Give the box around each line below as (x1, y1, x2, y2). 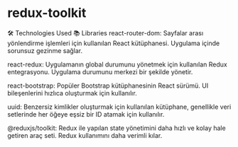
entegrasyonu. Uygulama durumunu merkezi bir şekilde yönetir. (7, 67, 193, 76)
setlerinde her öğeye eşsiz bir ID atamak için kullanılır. (7, 110, 165, 118)
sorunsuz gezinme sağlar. (7, 46, 83, 54)
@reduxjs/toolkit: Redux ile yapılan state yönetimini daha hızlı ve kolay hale (7, 124, 226, 132)
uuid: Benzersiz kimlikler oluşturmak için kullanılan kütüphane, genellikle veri (7, 102, 232, 111)
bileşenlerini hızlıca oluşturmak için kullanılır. (7, 88, 137, 97)
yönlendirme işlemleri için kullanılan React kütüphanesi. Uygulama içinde (7, 39, 220, 47)
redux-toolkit (7, 5, 87, 21)
